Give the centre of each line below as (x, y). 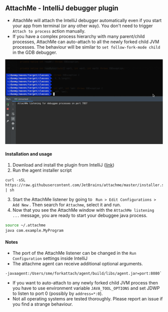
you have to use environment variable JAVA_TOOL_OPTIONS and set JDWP (86, 288)
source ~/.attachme (25, 225)
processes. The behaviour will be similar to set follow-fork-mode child (86, 47)
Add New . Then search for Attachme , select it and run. (66, 205)
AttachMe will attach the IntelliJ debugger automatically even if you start (87, 20)
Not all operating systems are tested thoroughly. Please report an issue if (87, 299)
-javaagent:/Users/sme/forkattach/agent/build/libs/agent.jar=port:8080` (84, 274)
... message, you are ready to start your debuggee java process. (80, 216)
